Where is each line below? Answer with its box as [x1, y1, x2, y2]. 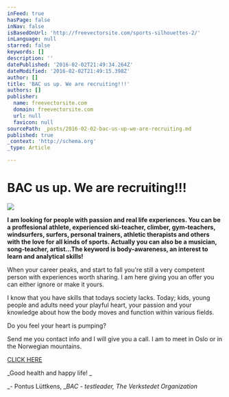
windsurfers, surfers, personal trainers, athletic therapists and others [7, 230, 210, 238]
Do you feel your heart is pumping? [7, 321, 106, 330]
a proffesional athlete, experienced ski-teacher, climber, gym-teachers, [7, 223, 216, 231]
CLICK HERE [7, 355, 43, 363]
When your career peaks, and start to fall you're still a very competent [7, 266, 205, 274]
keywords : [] [7, 49, 45, 56]
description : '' [7, 55, 53, 62]
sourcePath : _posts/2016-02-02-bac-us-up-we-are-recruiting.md [7, 125, 192, 132]
